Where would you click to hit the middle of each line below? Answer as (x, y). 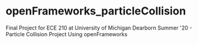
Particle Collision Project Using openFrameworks (67, 34)
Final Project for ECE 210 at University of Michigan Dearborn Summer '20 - (99, 28)
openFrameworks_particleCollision (96, 11)
